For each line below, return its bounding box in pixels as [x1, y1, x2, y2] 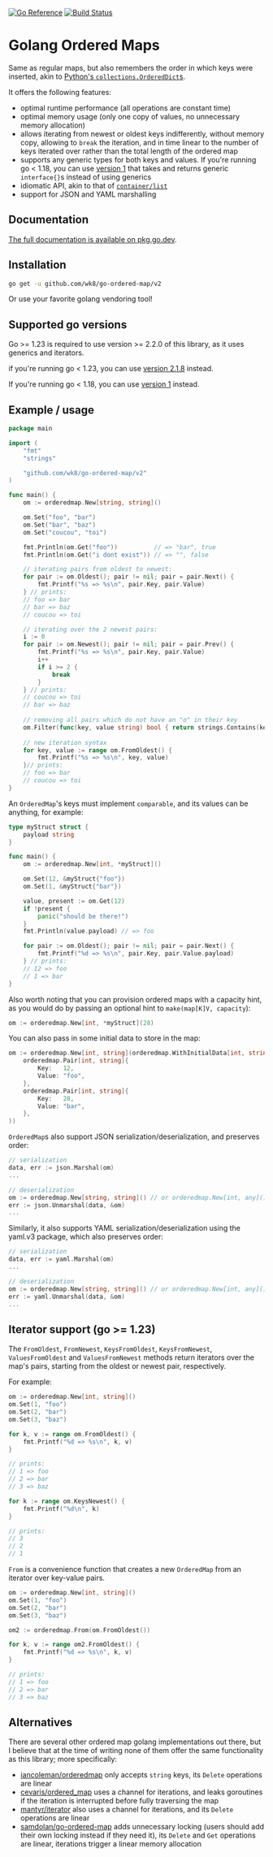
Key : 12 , [37, 1064, 75, 1072]
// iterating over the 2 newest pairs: [23, 625, 158, 634]
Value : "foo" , [37, 1072, 85, 1080]
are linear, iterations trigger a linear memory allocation [19, 1839, 201, 1849]
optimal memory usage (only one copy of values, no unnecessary [19, 111, 240, 121]
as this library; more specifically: [8, 1755, 118, 1764]
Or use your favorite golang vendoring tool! [8, 294, 153, 304]
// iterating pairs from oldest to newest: [23, 565, 173, 574]
